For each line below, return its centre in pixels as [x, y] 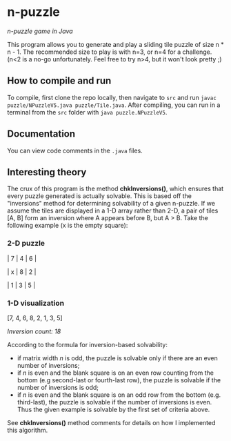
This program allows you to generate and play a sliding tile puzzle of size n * [115, 44]
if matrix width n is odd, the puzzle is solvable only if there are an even [118, 358]
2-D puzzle [26, 244]
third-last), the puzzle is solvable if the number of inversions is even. [114, 402]
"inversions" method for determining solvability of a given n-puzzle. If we [111, 204]
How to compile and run [59, 81]
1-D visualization [36, 303]
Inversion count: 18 [34, 331]
